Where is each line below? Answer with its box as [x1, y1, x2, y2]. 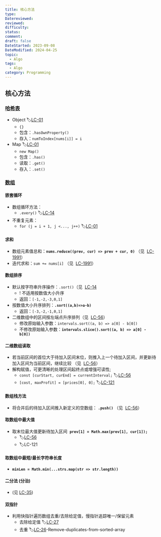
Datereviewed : [5, 16, 34, 21]
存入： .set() [19, 166, 45, 172]
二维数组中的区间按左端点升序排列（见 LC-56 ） [12, 315, 108, 320]
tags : [5, 61, 16, 66]
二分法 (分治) [5, 478, 30, 484]
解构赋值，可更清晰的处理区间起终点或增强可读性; [12, 366, 111, 372]
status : [5, 30, 21, 34]
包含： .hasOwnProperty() [19, 129, 69, 135]
